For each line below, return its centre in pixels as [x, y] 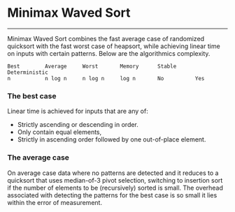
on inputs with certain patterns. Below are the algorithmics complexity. [109, 53]
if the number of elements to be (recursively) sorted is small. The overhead [115, 188]
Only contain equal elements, [59, 132]
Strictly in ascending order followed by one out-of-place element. [112, 139]
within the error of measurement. [55, 202]
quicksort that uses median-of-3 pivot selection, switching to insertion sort [115, 180]
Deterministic [28, 72]
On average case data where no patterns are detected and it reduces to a [113, 173]
